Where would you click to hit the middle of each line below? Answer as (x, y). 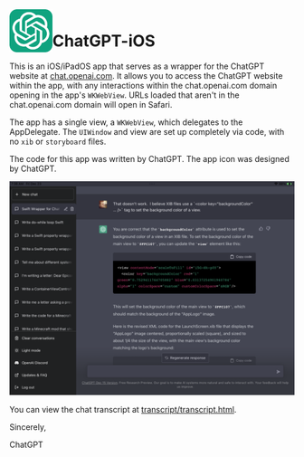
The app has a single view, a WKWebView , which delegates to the (126, 122)
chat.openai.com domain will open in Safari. (91, 104)
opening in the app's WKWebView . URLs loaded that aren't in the (124, 95)
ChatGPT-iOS (104, 41)
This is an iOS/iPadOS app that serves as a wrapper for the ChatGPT (137, 66)
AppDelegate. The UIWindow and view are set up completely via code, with (147, 131)
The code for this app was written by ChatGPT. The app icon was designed (149, 158)
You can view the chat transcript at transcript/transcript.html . (123, 409)
